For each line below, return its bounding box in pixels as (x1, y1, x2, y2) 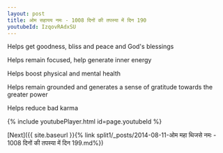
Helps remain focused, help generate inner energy (7, 56, 152, 64)
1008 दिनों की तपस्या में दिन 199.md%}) (7, 139, 104, 147)
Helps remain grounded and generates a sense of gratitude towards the (7, 83, 213, 92)
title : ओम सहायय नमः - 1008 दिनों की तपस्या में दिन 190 (7, 17, 147, 24)
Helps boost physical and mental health (7, 69, 121, 78)
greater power (7, 90, 48, 99)
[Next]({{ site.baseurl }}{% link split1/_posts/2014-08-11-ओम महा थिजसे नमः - (7, 131, 217, 140)
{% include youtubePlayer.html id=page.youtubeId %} (7, 117, 162, 126)
